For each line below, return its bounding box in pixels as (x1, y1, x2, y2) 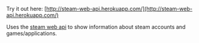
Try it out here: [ (6, 5, 47, 12)
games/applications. (6, 30, 58, 37)
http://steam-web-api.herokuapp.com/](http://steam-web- (46, 5, 193, 12)
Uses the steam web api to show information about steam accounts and (6, 24, 186, 30)
